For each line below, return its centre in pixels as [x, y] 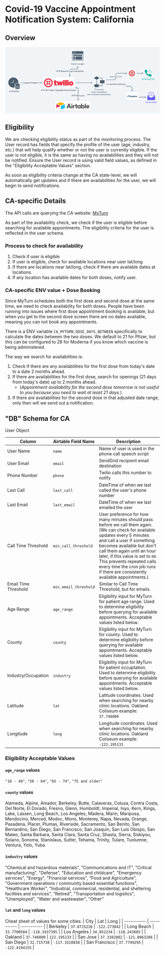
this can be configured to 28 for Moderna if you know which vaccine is [77, 342]
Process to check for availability [44, 246]
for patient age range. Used [127, 601]
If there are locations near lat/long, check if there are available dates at [84, 267]
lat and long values [25, 910]
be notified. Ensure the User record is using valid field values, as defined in [81, 160]
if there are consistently [123, 572]
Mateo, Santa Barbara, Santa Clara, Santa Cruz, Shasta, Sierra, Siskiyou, [78, 835]
